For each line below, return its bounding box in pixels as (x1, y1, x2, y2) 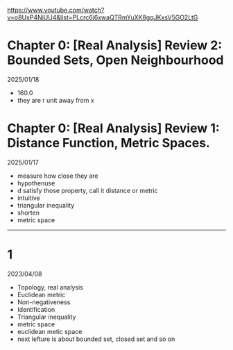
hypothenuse (17, 178, 55, 187)
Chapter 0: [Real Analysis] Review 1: (7, 121, 220, 136)
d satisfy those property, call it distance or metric (17, 186, 158, 194)
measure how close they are (17, 172, 98, 180)
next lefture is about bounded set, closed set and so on (17, 335, 175, 343)
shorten (17, 208, 40, 217)
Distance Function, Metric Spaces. (7, 135, 210, 151)
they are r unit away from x (17, 96, 95, 104)
